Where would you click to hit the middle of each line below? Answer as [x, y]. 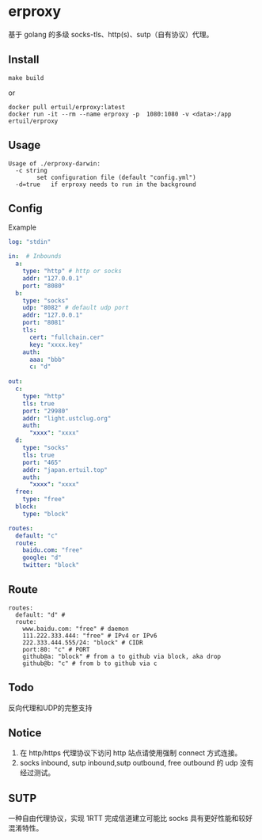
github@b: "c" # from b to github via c [90, 663]
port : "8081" [44, 323]
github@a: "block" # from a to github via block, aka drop [122, 656]
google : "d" [42, 558]
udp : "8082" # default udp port [76, 308]
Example [23, 227]
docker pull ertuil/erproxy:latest [67, 107]
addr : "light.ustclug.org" [67, 418]
